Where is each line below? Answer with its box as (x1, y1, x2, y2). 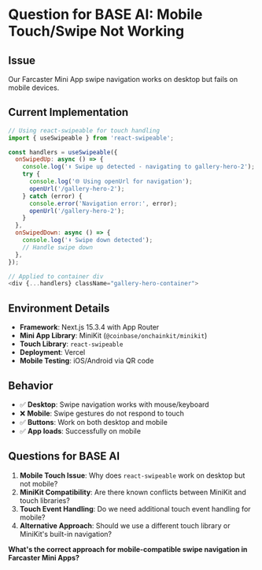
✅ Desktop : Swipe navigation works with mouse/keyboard (19, 400, 210, 409)
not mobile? (19, 479, 58, 488)
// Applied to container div (8, 272, 104, 281)
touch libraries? (19, 495, 71, 505)
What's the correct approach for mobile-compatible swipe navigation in (8, 544, 248, 553)
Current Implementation (8, 106, 129, 119)
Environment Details (8, 301, 110, 315)
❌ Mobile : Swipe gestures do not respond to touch (19, 408, 185, 418)
